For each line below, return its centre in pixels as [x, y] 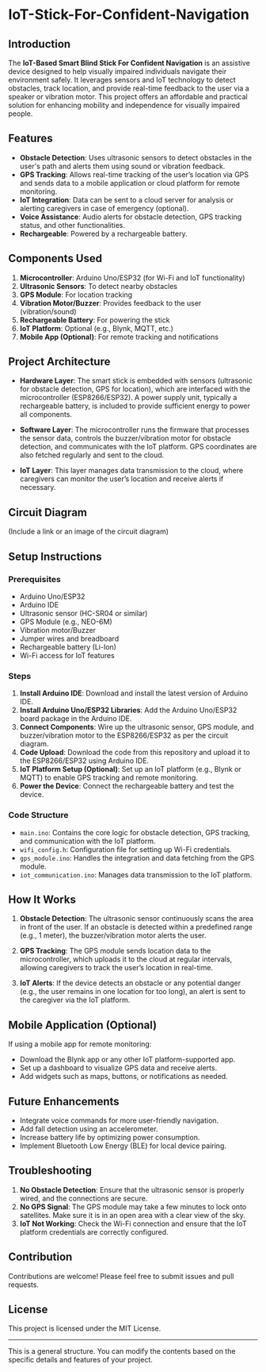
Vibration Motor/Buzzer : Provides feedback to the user [110, 303]
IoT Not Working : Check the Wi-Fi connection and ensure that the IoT [133, 1224]
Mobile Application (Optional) [82, 1025]
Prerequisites [34, 579]
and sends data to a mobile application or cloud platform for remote [130, 183]
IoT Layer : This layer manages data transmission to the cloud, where [131, 471]
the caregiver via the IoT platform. [75, 1000]
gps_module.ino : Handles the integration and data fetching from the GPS [137, 857]
